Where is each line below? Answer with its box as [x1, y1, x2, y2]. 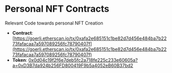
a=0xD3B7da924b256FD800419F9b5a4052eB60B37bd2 [12, 62, 133, 68]
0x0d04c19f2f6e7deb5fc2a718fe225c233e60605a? [28, 57, 138, 63]
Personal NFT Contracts [5, 3, 109, 15]
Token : [12, 57, 28, 63]
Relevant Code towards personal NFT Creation [5, 20, 103, 26]
